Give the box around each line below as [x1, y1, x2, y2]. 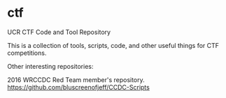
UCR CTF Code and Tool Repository [7, 28, 111, 36]
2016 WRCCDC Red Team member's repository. [7, 75, 145, 84]
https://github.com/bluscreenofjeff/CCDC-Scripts [7, 83, 150, 91]
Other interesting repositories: [7, 62, 94, 70]
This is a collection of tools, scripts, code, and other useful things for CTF [7, 41, 219, 49]
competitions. [7, 49, 47, 57]
